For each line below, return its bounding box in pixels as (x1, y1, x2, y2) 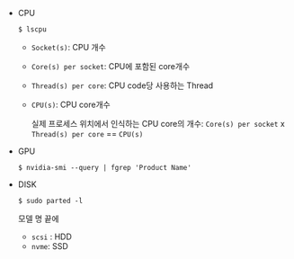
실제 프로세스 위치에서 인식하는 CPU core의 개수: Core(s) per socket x (31, 119, 285, 129)
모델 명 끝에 (17, 213, 60, 224)
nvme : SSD (31, 241, 69, 251)
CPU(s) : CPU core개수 (31, 99, 111, 110)
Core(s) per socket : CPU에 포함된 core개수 (31, 61, 191, 71)
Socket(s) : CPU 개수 (31, 42, 106, 52)
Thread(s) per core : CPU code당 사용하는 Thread (31, 80, 214, 91)
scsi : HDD (31, 231, 72, 242)
